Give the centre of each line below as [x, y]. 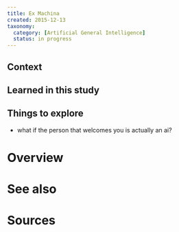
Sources [32, 221]
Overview [35, 158]
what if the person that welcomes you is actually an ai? [95, 130]
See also [32, 189]
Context [25, 67]
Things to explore [45, 114]
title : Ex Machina [33, 13]
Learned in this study [53, 90]
